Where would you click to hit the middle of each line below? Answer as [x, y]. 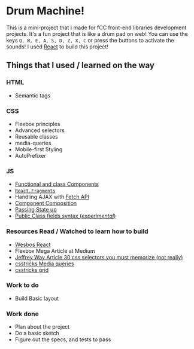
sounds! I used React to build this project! [57, 47]
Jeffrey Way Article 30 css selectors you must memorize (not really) [99, 257]
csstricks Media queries [44, 264]
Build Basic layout [37, 298]
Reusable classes [36, 136]
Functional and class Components [57, 184]
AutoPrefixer [31, 155]
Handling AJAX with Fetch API [52, 197]
